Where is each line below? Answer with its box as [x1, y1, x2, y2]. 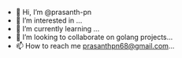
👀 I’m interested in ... [15, 16, 83, 25]
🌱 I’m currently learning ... [15, 24, 100, 33]
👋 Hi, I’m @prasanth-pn [15, 8, 92, 16]
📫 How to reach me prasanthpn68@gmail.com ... [15, 42, 175, 50]
